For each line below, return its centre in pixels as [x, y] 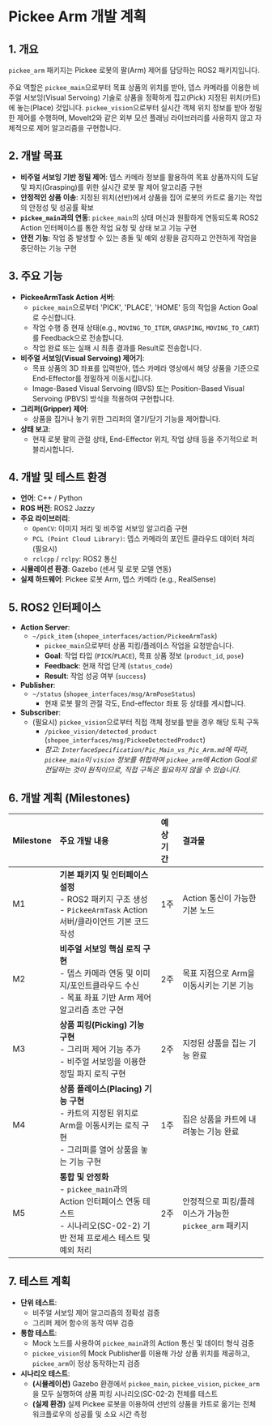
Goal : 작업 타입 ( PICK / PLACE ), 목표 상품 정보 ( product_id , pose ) [144, 656]
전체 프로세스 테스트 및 [110, 1238]
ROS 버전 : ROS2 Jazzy [57, 509]
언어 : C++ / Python [51, 498]
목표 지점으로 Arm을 [218, 973]
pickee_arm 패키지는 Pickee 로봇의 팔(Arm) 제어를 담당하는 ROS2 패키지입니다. [134, 70]
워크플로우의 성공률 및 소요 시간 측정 [89, 1414]
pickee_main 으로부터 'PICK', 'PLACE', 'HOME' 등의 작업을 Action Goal [145, 307]
